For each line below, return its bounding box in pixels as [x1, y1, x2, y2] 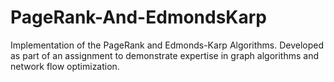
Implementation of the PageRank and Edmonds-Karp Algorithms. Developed [10, 39, 325, 51]
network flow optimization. [10, 60, 120, 72]
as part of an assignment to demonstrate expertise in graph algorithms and [10, 49, 320, 61]
